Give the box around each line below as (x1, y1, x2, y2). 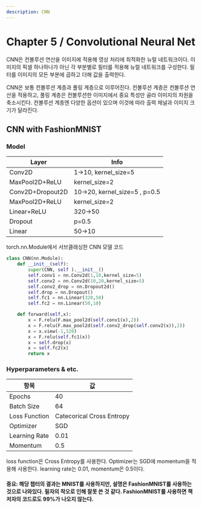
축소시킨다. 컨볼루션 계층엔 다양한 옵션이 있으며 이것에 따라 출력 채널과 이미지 (6, 99, 189, 106)
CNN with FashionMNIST (6, 124, 102, 134)
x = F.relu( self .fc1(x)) (28, 334, 91, 340)
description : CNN (6, 8, 50, 15)
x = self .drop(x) (28, 339, 71, 345)
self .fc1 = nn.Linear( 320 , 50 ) (28, 295, 104, 301)
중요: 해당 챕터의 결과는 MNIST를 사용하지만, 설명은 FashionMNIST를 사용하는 (6, 480, 192, 487)
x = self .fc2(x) (28, 345, 69, 351)
